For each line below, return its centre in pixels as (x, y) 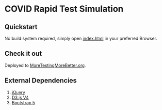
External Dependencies (41, 81)
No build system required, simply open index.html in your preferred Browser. (81, 38)
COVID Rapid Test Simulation (64, 9)
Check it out (23, 54)
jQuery (18, 92)
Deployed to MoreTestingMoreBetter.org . (45, 65)
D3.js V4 (20, 97)
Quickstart (21, 27)
